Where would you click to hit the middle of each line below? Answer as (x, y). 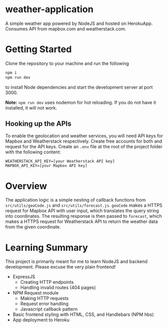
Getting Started (39, 50)
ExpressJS (24, 277)
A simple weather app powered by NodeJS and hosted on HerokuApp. (79, 23)
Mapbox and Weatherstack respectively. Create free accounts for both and (84, 141)
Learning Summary (47, 248)
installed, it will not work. (31, 108)
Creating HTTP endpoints (47, 282)
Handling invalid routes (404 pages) (58, 287)
